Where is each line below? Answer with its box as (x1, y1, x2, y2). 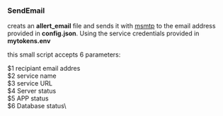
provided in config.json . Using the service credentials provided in (7, 29, 200, 37)
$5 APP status (7, 94, 49, 103)
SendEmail (7, 6, 45, 16)
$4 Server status (7, 87, 57, 95)
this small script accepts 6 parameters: (7, 50, 121, 59)
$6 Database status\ (7, 102, 67, 110)
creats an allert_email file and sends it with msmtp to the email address (7, 22, 216, 30)
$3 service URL (7, 79, 53, 88)
